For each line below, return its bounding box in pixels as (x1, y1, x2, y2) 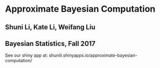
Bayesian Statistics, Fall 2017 (5, 39, 96, 47)
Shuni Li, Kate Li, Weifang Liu (5, 23, 95, 31)
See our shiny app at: (5, 52, 48, 58)
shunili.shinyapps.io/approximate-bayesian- (48, 52, 137, 58)
